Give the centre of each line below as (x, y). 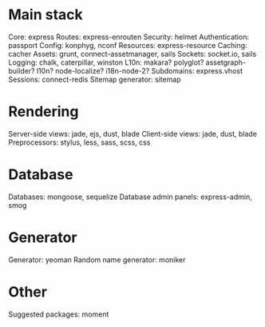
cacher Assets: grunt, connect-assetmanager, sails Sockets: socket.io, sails (132, 54)
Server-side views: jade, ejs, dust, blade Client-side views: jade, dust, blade (133, 134)
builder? (22, 70)
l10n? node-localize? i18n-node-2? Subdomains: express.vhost (140, 70)
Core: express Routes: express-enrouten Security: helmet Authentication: (129, 37)
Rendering (44, 112)
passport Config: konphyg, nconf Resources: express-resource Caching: (128, 45)
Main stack (46, 15)
